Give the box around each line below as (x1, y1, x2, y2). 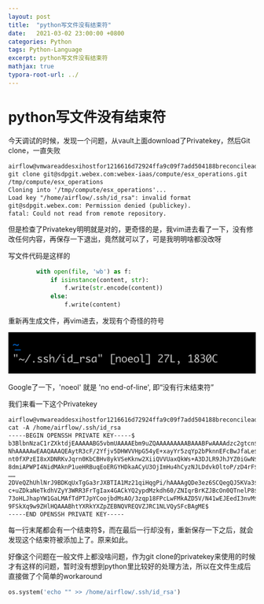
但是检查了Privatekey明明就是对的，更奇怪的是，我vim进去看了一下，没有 (8, 224, 247, 234)
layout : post (8, 13, 51, 20)
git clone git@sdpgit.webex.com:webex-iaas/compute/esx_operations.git (8, 170, 247, 178)
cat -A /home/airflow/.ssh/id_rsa (8, 424, 122, 432)
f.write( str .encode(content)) (64, 284, 163, 292)
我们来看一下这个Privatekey (8, 399, 98, 409)
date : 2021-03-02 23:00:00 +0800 (8, 29, 125, 37)
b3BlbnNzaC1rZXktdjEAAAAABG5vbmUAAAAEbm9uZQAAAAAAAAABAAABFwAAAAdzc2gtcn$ (8, 439, 258, 448)
